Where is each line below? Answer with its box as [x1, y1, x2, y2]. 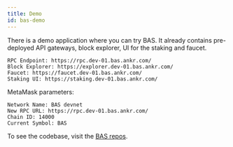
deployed [7, 43, 35, 52]
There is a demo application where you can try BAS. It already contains [7, 36, 212, 44]
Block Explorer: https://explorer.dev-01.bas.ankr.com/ [7, 63, 174, 70]
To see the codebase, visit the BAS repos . [7, 132, 128, 140]
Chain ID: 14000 [7, 113, 55, 120]
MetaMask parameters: [7, 87, 75, 96]
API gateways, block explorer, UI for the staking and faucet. [36, 43, 207, 52]
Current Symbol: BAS [7, 120, 68, 127]
